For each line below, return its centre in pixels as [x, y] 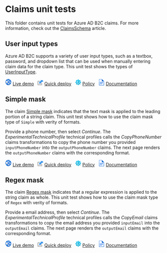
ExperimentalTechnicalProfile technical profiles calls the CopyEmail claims [82, 218]
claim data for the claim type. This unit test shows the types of [69, 66]
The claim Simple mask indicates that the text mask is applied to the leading [83, 111]
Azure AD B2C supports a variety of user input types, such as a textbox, [79, 56]
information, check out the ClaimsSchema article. [56, 28]
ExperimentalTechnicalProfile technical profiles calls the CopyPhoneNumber [83, 137]
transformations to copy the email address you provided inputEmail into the [83, 223]
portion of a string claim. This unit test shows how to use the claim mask [79, 117]
